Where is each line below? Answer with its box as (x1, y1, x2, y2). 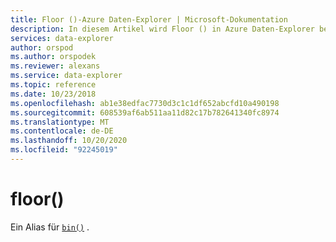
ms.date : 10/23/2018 (10, 89, 97, 99)
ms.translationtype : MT (10, 117, 110, 127)
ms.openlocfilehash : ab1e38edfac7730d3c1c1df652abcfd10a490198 (10, 98, 280, 108)
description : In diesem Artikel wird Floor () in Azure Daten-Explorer (10, 24, 315, 34)
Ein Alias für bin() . (10, 221, 90, 233)
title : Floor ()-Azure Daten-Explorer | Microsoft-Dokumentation (10, 14, 288, 25)
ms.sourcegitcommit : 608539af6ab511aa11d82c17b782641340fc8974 (10, 107, 280, 118)
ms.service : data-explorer (10, 71, 123, 81)
